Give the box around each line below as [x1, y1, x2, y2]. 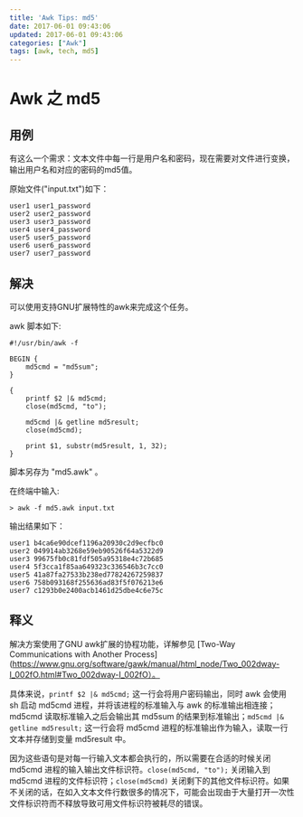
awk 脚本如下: [9, 320, 62, 331]
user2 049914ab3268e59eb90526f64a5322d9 [9, 546, 165, 556]
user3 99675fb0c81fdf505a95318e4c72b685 [9, 554, 165, 563]
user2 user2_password [9, 210, 91, 219]
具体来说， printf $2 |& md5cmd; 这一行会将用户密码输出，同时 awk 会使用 [9, 688, 288, 699]
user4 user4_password [9, 225, 91, 235]
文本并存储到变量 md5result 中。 [9, 733, 131, 744]
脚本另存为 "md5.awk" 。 [9, 466, 103, 477]
